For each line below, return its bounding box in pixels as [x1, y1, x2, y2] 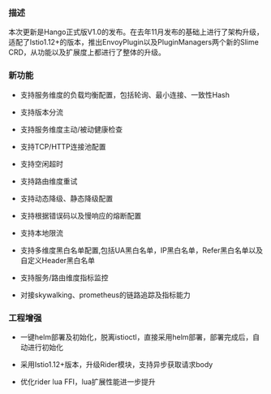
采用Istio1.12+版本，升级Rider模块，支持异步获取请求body [19, 359, 213, 369]
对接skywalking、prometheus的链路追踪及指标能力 [19, 290, 191, 300]
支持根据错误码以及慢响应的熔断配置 [19, 210, 142, 220]
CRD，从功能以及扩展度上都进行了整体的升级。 [8, 47, 166, 58]
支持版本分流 [19, 107, 63, 117]
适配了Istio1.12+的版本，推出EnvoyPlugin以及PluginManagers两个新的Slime [8, 37, 260, 47]
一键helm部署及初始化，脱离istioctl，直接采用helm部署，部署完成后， [19, 331, 253, 342]
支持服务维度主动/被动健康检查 [19, 124, 123, 134]
